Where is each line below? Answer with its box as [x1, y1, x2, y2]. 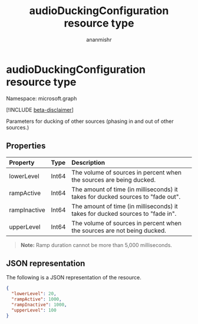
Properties [6, 141, 46, 151]
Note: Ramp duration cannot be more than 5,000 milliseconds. [20, 241, 173, 248]
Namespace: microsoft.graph [6, 95, 77, 102]
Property [9, 158, 35, 166]
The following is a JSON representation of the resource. [6, 274, 141, 281]
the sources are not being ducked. [71, 226, 167, 235]
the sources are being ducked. [71, 175, 156, 183]
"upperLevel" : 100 [11, 307, 57, 313]
